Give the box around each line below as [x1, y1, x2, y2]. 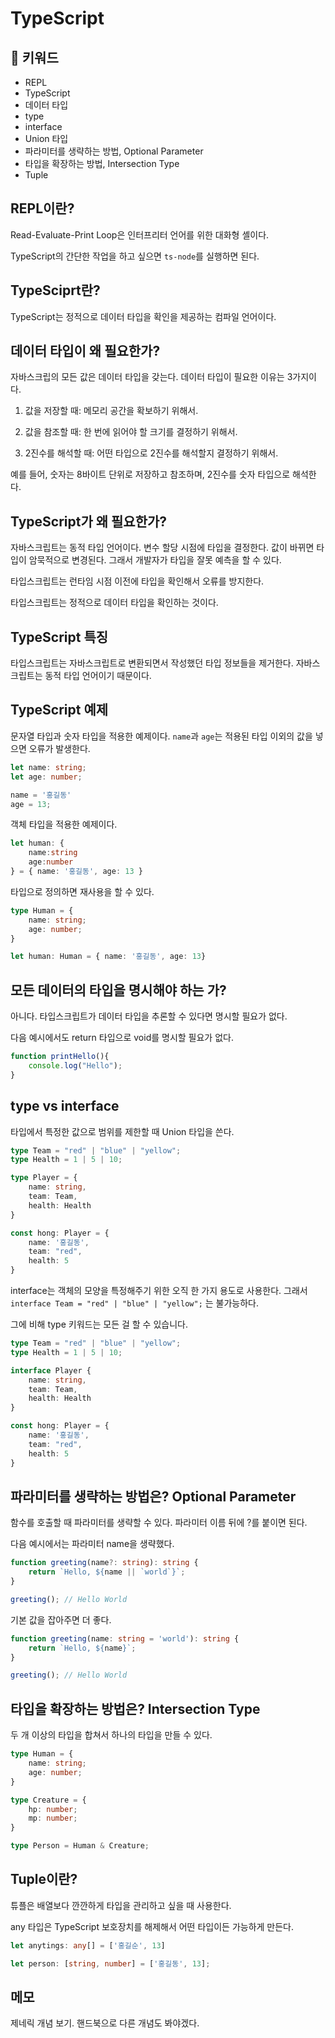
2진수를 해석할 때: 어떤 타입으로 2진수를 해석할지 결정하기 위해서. [24, 447, 279, 459]
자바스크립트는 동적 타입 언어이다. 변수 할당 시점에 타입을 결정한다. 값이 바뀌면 [10, 542, 315, 554]
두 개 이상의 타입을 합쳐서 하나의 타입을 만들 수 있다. [10, 1729, 213, 1741]
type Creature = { [10, 1795, 87, 1805]
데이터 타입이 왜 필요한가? [10, 343, 161, 360]
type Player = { [10, 1173, 78, 1183]
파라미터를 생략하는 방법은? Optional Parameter [10, 1488, 297, 1505]
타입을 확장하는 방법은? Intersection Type [10, 1700, 261, 1717]
